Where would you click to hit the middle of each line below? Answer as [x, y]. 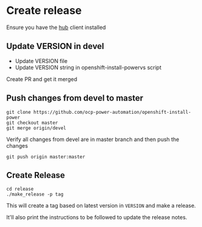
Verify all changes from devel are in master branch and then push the [93, 139]
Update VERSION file [41, 61]
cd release [20, 189]
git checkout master [32, 123]
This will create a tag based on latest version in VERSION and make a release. [101, 206]
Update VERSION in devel [55, 46]
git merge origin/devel [36, 128]
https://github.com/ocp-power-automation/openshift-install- [112, 112]
